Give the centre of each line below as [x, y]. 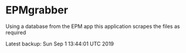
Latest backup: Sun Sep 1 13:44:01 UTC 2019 [60, 44]
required [16, 32]
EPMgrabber [37, 10]
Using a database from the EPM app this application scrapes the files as [93, 26]
